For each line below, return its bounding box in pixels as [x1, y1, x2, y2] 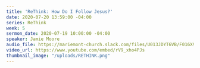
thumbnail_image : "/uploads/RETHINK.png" [6, 53, 111, 59]
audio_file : [6, 42, 36, 48]
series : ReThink [6, 20, 46, 25]
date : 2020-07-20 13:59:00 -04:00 [6, 14, 92, 20]
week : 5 [6, 25, 26, 31]
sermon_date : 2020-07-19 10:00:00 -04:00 [6, 31, 111, 37]
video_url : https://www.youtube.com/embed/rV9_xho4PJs [6, 47, 145, 53]
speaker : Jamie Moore [6, 36, 60, 42]
